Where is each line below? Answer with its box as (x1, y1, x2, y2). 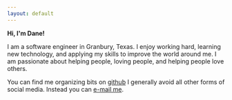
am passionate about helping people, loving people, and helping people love (7, 57, 224, 66)
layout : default (7, 10, 54, 17)
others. (7, 64, 28, 72)
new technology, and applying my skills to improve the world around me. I (7, 50, 217, 58)
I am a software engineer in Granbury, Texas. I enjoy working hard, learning (7, 42, 221, 50)
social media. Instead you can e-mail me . (7, 85, 124, 93)
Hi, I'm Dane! (7, 29, 45, 37)
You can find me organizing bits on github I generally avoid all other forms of (7, 77, 225, 86)
